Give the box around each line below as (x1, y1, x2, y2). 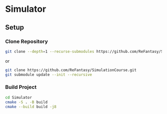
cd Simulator (5, 95, 32, 100)
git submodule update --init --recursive (5, 72, 92, 77)
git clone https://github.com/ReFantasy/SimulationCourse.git (5, 68, 137, 73)
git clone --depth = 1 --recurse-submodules (5, 49, 94, 54)
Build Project (5, 84, 37, 91)
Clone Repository (5, 38, 48, 45)
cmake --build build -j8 (5, 104, 57, 109)
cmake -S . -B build (5, 100, 48, 105)
